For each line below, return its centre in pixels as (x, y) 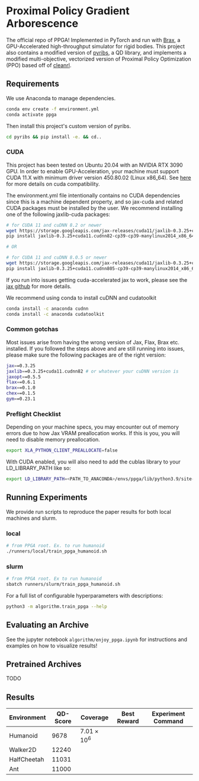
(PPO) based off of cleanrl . (39, 65)
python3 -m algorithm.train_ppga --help (57, 607)
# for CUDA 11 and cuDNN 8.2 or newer (54, 225)
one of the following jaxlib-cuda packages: (58, 214)
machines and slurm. (32, 518)
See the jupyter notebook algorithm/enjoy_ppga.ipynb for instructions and (97, 639)
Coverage (94, 717)
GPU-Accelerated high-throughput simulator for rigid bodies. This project (96, 46)
